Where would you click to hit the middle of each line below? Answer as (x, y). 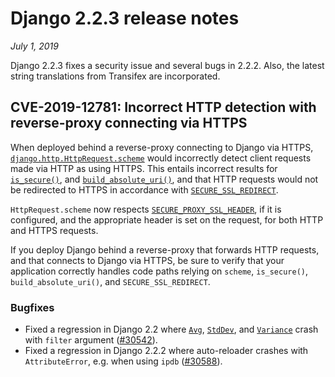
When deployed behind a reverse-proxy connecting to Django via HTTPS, (162, 147)
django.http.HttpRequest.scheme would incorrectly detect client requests (161, 158)
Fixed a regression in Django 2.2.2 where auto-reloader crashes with (166, 351)
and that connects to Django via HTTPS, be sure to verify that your (147, 260)
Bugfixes (32, 307)
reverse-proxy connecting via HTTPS (129, 123)
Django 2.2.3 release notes (125, 18)
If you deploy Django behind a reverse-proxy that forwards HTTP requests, (165, 249)
